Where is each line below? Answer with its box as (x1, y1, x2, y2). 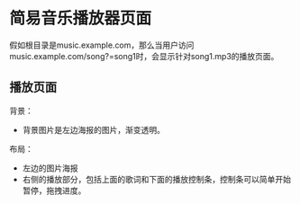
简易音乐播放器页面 (9, 8, 152, 29)
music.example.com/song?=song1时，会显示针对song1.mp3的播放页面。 (9, 50, 279, 61)
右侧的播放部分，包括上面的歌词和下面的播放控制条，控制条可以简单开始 (22, 173, 291, 184)
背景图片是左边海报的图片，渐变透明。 (22, 124, 165, 135)
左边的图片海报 (22, 163, 78, 173)
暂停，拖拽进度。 (22, 185, 86, 196)
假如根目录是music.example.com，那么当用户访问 (9, 40, 195, 50)
